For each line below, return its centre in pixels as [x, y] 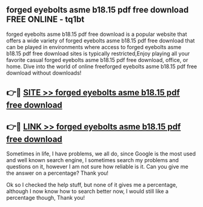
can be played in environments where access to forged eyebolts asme [94, 47]
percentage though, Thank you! [46, 198]
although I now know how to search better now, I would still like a [87, 191]
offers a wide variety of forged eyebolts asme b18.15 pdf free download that [101, 40]
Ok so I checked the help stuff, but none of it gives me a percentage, [92, 185]
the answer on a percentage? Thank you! [58, 173]
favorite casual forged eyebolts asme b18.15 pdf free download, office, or [97, 59]
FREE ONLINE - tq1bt [45, 20]
